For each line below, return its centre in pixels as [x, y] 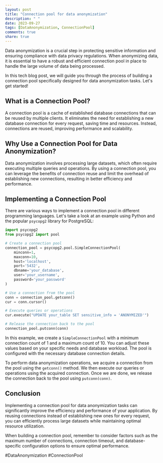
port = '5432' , [27, 266]
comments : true [20, 32]
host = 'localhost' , [32, 261]
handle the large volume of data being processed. [55, 66]
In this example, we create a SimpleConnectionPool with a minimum [72, 338]
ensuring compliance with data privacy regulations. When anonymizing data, [82, 56]
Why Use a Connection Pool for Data [61, 144]
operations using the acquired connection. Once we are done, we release [79, 373]
